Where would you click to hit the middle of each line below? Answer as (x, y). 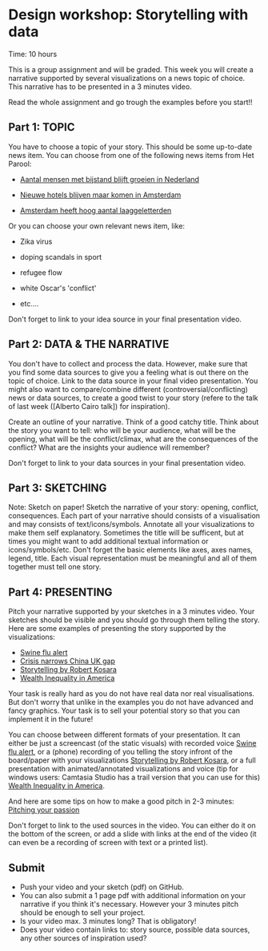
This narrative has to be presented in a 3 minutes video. (100, 87)
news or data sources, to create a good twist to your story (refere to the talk (133, 398)
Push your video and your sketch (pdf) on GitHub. (102, 887)
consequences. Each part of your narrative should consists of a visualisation (134, 516)
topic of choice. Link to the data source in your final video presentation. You (133, 380)
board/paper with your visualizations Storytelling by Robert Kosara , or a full (132, 760)
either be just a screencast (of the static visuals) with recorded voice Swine (132, 743)
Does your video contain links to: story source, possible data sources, (135, 929)
